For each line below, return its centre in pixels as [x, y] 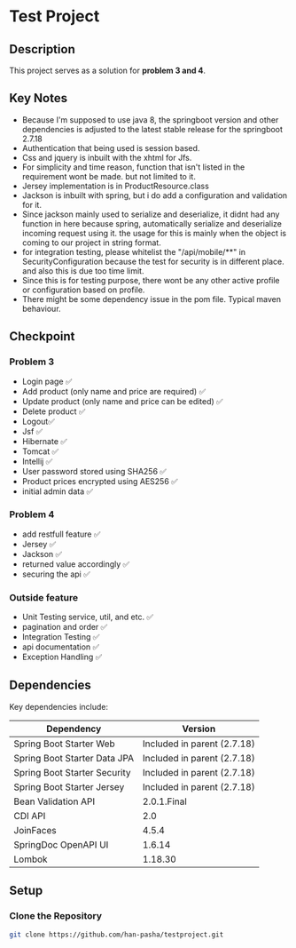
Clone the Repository [56, 916]
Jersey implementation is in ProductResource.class [116, 186]
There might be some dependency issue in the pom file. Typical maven [152, 299]
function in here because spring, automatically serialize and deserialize [152, 223]
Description [42, 49]
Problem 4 [32, 514]
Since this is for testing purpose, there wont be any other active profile [151, 280]
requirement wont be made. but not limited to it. [109, 176]
